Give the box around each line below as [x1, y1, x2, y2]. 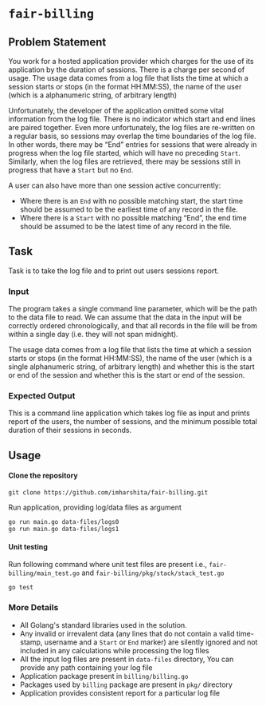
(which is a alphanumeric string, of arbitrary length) [8, 90, 178, 100]
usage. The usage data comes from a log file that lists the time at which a [8, 73, 248, 82]
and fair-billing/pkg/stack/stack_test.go [81, 568, 225, 577]
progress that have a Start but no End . [8, 165, 134, 174]
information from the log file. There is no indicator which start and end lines [8, 114, 256, 124]
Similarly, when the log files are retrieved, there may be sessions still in [8, 157, 241, 166]
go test [8, 584, 34, 592]
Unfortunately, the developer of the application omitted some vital [8, 106, 225, 115]
